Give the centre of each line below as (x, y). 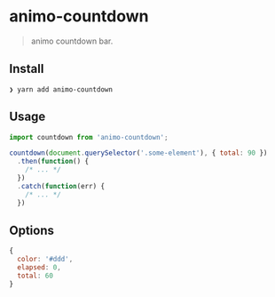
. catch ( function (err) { (61, 186)
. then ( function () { (53, 162)
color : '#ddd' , (45, 260)
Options (32, 230)
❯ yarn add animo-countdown (61, 89)
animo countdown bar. (72, 41)
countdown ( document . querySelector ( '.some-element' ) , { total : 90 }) (138, 153)
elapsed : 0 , (39, 268)
